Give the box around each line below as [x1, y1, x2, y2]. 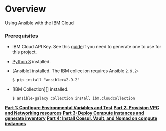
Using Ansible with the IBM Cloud [5, 20, 74, 26]
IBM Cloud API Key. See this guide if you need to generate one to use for [12, 44, 162, 50]
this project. [12, 49, 37, 55]
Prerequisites [5, 32, 38, 39]
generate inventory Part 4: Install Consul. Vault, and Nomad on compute [5, 115, 158, 121]
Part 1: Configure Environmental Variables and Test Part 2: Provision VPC [5, 105, 159, 111]
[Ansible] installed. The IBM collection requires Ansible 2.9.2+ [12, 68, 139, 74]
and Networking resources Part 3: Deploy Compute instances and [5, 110, 144, 116]
